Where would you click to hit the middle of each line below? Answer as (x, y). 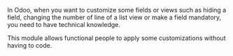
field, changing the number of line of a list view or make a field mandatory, (114, 17)
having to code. (30, 45)
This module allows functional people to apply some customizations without (116, 38)
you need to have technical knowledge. (64, 25)
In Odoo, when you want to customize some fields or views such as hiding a (117, 10)
